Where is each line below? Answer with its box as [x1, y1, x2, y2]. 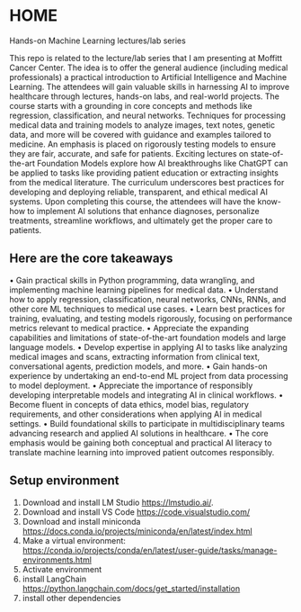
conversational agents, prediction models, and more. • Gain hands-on [9, 361, 268, 372]
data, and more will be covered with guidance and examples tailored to [9, 129, 271, 139]
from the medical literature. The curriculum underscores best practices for [9, 176, 285, 187]
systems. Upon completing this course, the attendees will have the [9, 195, 256, 207]
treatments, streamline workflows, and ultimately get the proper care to [9, 215, 273, 226]
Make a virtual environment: [22, 535, 126, 545]
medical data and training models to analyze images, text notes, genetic [9, 119, 276, 130]
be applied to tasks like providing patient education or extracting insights [9, 167, 279, 178]
